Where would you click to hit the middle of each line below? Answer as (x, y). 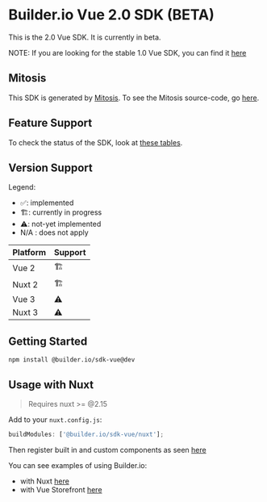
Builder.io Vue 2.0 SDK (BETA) (112, 15)
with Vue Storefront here (61, 489)
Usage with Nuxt (51, 385)
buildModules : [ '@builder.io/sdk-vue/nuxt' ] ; (86, 434)
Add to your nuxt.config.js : (55, 420)
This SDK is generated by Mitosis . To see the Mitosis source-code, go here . (134, 98)
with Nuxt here (45, 481)
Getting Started (48, 341)
